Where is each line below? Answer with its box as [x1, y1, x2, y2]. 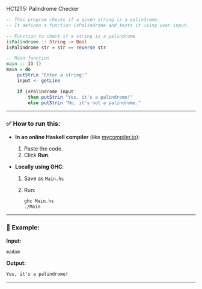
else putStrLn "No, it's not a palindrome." [28, 99, 141, 106]
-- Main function [6, 55, 50, 61]
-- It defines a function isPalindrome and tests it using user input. [6, 22, 189, 28]
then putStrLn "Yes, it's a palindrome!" [28, 94, 133, 100]
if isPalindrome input [17, 89, 74, 95]
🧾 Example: [6, 223, 40, 232]
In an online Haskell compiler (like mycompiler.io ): [14, 133, 140, 140]
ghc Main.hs [23, 198, 54, 204]
